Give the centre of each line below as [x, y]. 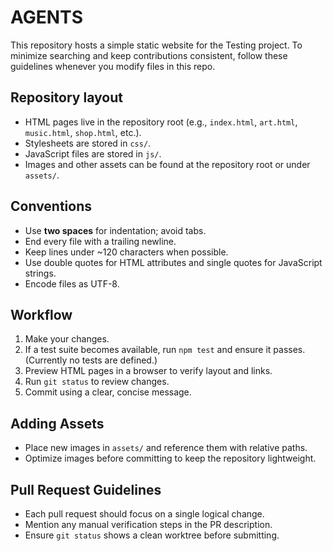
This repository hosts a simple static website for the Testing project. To [156, 45]
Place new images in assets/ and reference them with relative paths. [166, 448]
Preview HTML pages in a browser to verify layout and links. [148, 371]
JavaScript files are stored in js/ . [93, 153]
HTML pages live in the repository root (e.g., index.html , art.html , [161, 122]
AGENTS [46, 17]
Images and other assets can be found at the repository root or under [167, 164]
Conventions [51, 206]
